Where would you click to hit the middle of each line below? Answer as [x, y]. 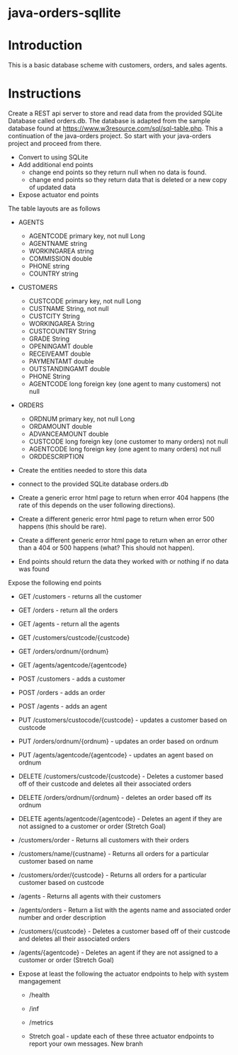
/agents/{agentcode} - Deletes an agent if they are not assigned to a [118, 953]
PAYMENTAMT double [61, 361]
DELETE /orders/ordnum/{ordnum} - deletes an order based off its [115, 798]
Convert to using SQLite [53, 157]
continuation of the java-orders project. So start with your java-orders [110, 136]
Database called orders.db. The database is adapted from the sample [109, 121]
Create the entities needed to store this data [83, 470]
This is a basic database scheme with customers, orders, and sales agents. [118, 65]
